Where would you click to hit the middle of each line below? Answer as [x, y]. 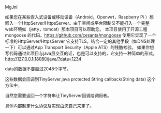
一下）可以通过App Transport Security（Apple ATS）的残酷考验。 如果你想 [80, 47]
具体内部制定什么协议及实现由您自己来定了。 [50, 106]
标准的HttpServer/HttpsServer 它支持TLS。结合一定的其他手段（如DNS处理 [80, 41]
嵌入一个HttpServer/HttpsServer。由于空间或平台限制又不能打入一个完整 [77, 23]
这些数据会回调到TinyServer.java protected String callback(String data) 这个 [80, 79]
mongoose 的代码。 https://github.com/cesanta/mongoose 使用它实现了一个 [80, 35]
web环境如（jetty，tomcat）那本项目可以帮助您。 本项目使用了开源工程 [76, 29]
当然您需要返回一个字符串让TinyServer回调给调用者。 [59, 96]
